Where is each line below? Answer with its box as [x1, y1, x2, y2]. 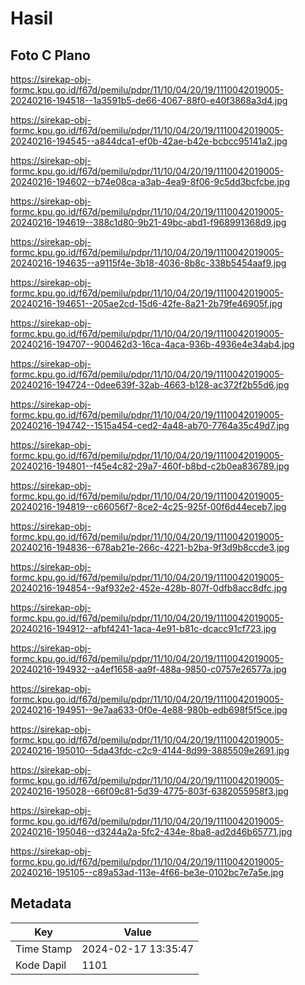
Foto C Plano [10, 47, 91, 64]
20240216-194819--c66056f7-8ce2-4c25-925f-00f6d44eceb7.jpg [10, 501, 287, 512]
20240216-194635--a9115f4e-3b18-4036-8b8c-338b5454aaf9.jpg [10, 257, 287, 269]
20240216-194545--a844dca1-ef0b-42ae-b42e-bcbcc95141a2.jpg [10, 135, 288, 147]
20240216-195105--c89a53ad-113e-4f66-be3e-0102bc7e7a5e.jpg [10, 867, 285, 878]
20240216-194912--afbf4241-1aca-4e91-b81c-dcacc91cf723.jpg [10, 623, 277, 634]
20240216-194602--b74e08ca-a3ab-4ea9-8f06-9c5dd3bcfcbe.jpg [10, 176, 291, 187]
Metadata [10, 895, 72, 912]
